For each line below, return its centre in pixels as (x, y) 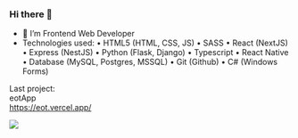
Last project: (32, 89)
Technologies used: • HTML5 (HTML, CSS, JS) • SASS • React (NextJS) (155, 43)
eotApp (23, 98)
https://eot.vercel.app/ (50, 108)
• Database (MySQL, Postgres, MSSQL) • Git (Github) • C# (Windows (150, 62)
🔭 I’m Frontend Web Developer (79, 34)
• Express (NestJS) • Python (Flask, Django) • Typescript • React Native (155, 53)
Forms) (35, 71)
